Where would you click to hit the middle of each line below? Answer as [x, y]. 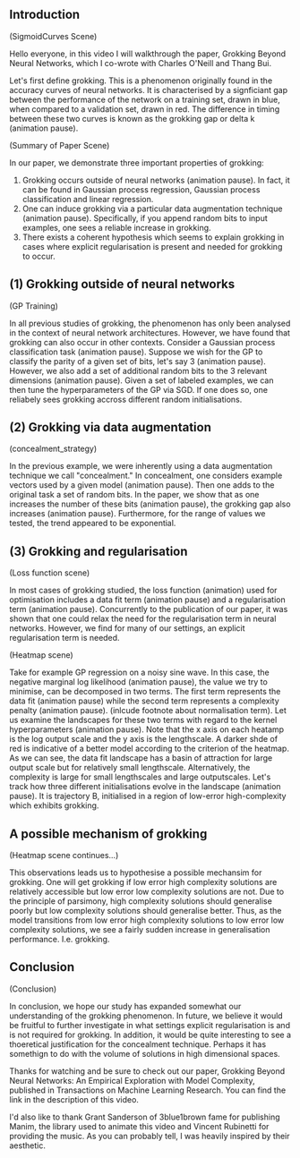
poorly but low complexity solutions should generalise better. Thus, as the [146, 911]
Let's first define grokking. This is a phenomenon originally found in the [141, 81]
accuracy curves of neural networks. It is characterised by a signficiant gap [149, 89]
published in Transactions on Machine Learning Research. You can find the [148, 1090]
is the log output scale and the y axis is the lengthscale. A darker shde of [144, 739]
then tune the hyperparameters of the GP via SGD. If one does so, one [139, 389]
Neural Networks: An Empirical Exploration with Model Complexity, [132, 1080]
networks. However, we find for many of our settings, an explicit [127, 628]
